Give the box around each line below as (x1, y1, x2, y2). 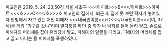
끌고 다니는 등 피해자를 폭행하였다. (10, 35, 78, 41)
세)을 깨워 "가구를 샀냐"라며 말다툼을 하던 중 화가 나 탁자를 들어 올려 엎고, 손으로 (5, 23, 162, 29)
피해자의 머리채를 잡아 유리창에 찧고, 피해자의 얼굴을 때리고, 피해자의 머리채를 (5, 29, 157, 35)
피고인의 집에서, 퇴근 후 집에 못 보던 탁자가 (63, 10, 147, 16)
